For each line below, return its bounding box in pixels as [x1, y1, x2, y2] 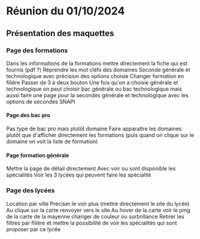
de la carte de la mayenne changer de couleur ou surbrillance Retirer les [6, 213, 184, 220]
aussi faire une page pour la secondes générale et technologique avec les [6, 91, 189, 98]
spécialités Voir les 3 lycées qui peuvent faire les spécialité [6, 171, 151, 178]
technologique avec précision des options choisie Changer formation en [6, 72, 184, 79]
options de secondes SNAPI [6, 98, 75, 105]
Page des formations [6, 46, 68, 55]
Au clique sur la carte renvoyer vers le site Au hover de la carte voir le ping [6, 206, 190, 214]
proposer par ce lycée [6, 225, 61, 232]
